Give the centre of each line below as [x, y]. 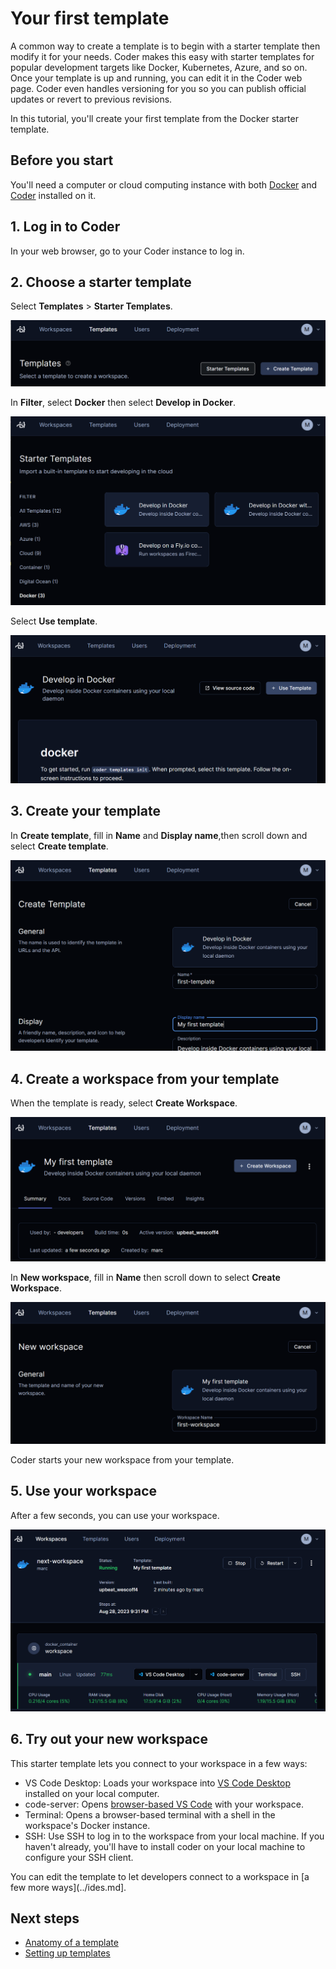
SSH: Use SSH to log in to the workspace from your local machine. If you [174, 1836]
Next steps [45, 1918]
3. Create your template [85, 811]
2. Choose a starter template [101, 282]
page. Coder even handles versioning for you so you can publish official [158, 88]
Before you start [62, 160]
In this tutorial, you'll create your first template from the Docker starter [154, 118]
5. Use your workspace [84, 1491]
